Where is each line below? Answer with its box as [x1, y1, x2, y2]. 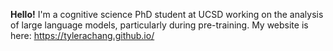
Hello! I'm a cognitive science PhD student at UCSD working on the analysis [10, 9, 324, 20]
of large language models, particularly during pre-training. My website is [10, 19, 309, 31]
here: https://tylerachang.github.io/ [10, 30, 155, 41]
